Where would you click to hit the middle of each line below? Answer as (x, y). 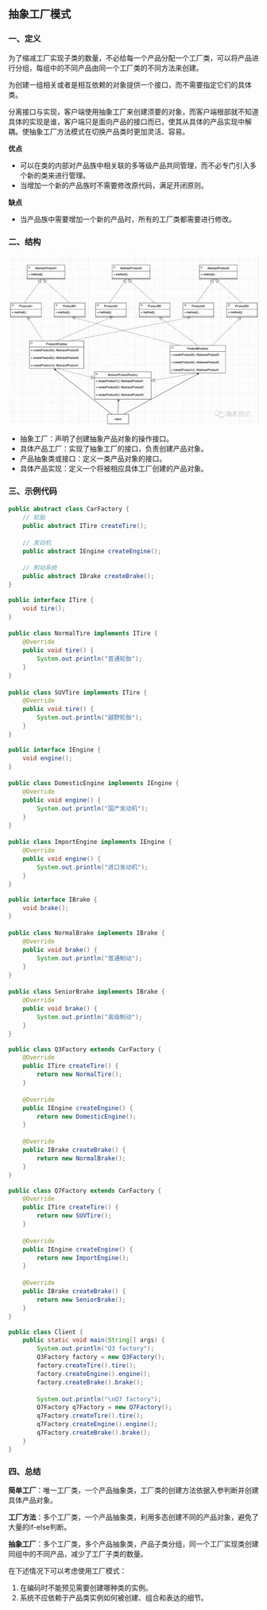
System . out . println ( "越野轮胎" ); (90, 718)
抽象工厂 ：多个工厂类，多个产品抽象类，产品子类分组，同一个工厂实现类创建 (133, 1544)
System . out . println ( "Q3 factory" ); (96, 1349)
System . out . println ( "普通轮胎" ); (90, 659)
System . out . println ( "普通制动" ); (90, 958)
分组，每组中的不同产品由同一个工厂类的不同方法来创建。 (109, 68)
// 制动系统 (40, 568)
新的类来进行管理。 (58, 175)
